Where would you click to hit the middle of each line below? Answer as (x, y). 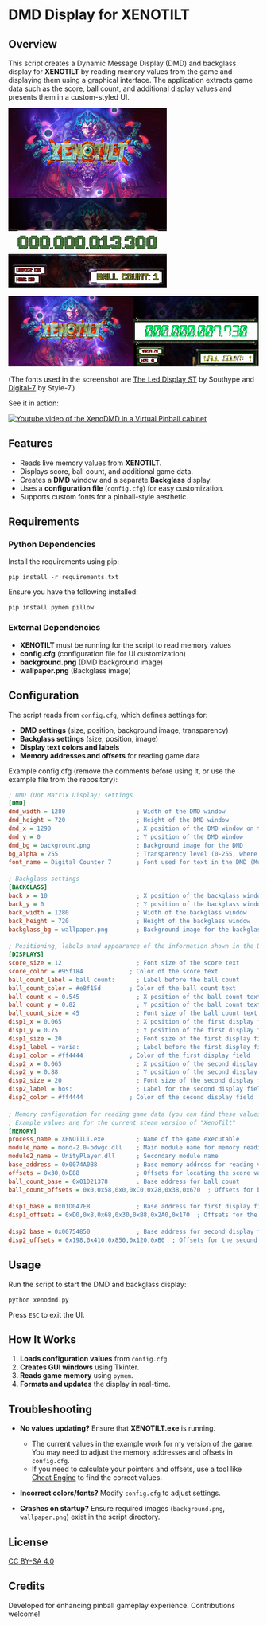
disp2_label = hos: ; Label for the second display (126, 1089)
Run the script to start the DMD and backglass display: (97, 1284)
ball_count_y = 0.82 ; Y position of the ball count (126, 1005)
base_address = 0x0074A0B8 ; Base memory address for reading (131, 1165)
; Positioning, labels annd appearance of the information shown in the (131, 946)
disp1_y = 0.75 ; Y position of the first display (131, 1030)
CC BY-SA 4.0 (31, 1561)
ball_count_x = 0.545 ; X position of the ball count (126, 997)
